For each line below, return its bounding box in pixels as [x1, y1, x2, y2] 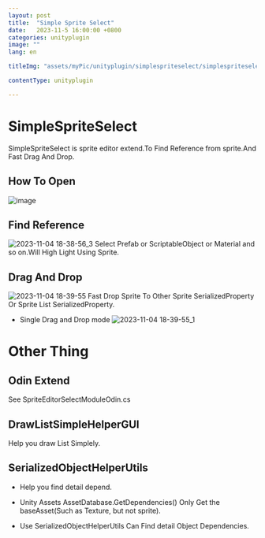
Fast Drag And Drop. [8, 151, 75, 161]
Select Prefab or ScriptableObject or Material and [94, 239, 255, 249]
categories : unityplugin [8, 33, 90, 42]
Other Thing [8, 343, 89, 361]
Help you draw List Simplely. [8, 438, 101, 447]
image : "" [8, 41, 41, 49]
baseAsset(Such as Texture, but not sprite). [19, 506, 162, 515]
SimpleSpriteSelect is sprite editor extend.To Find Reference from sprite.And [8, 143, 256, 153]
